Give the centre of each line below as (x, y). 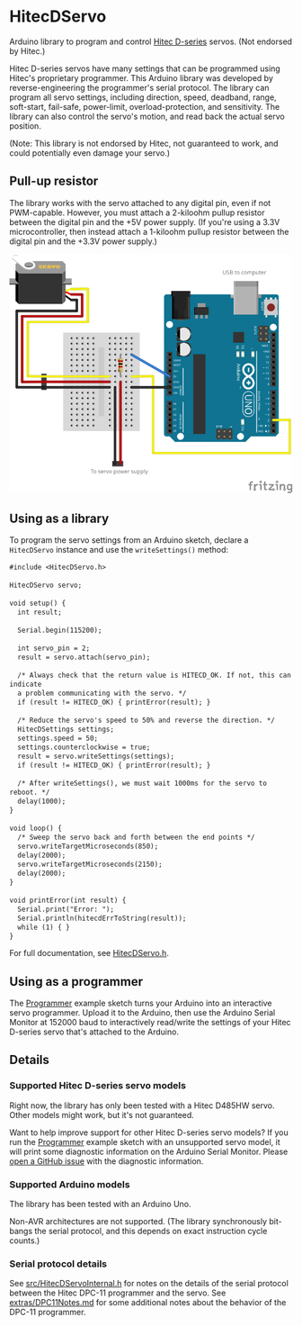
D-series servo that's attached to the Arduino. (94, 1032)
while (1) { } (44, 928)
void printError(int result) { (68, 901)
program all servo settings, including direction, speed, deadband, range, (143, 97)
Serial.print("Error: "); (66, 910)
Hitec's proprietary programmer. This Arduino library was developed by (142, 77)
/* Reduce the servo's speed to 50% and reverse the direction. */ (147, 721)
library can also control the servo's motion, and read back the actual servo (147, 116)
